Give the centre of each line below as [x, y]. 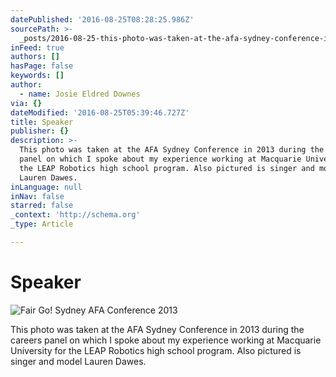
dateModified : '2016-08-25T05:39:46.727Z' [100, 112]
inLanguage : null [46, 187]
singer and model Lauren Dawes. [78, 361]
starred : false [42, 206]
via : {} [26, 103]
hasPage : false [42, 66]
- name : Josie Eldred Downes [80, 94]
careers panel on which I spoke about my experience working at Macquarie [166, 340]
